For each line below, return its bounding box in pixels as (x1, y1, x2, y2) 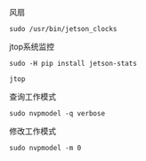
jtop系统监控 (9, 42, 55, 52)
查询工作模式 (9, 92, 56, 101)
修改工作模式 (9, 126, 56, 136)
